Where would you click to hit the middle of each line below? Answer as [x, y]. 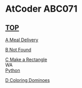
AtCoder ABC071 [41, 9]
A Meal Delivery [22, 40]
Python [13, 70]
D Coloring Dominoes [28, 80]
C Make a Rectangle [26, 60]
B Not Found [18, 50]
